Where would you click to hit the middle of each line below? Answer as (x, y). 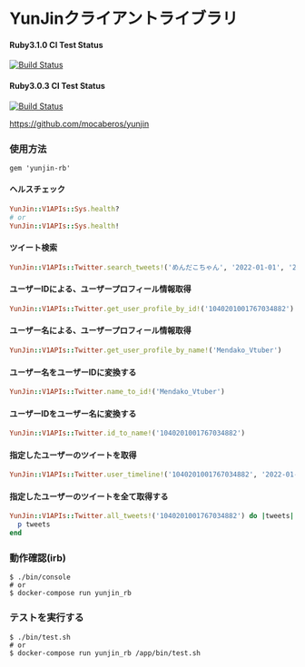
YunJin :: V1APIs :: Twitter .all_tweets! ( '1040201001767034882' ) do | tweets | (152, 516)
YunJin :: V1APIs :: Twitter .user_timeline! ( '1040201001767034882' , (133, 475)
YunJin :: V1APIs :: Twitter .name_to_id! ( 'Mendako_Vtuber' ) (117, 392)
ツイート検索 (33, 248)
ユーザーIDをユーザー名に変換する (73, 413)
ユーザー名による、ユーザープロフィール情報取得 (100, 330)
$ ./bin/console (40, 577)
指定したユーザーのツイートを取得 (73, 455)
